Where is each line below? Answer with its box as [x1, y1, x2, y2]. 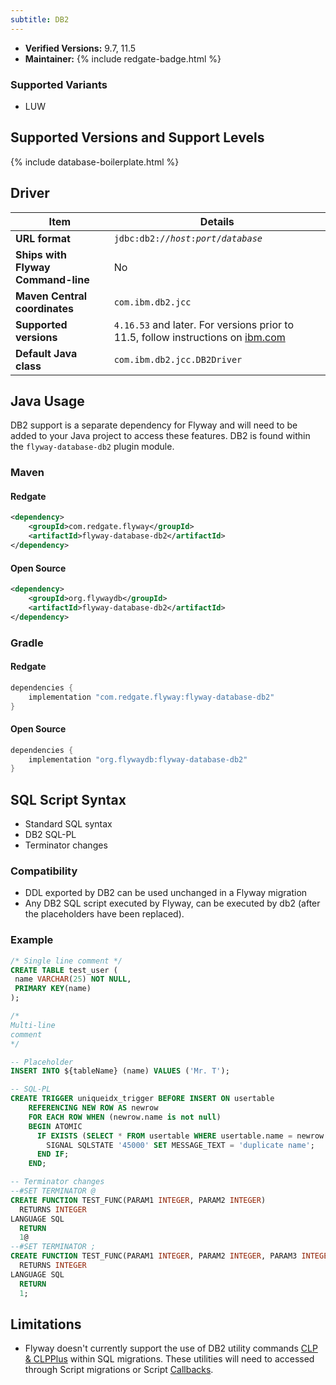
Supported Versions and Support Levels [10, 129, 265, 146]
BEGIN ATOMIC [28, 1121, 83, 1131]
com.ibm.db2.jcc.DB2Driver [113, 354, 243, 365]
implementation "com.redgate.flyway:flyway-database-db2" [28, 692, 275, 702]
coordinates [15, 301, 75, 315]
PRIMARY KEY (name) [14, 984, 92, 994]
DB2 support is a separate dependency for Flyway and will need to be [10, 419, 298, 431]
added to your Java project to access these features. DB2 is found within [10, 430, 311, 442]
